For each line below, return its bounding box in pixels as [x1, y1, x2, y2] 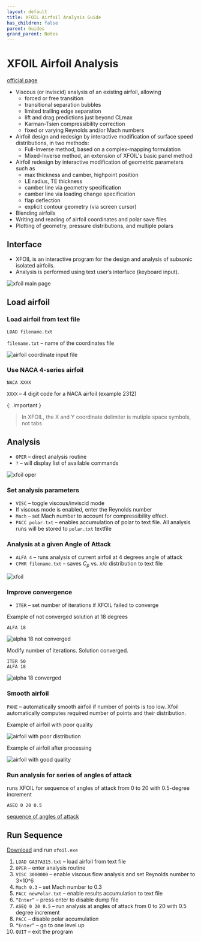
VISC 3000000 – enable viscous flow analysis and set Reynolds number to [15, 870, 196, 877]
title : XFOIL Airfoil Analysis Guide [7, 14, 101, 20]
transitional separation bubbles [24, 101, 101, 109]
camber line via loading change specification [24, 190, 136, 198]
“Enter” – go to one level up [15, 921, 85, 928]
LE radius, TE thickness [24, 178, 83, 185]
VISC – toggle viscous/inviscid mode [15, 499, 104, 507]
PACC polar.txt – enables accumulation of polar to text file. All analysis [15, 518, 191, 525]
